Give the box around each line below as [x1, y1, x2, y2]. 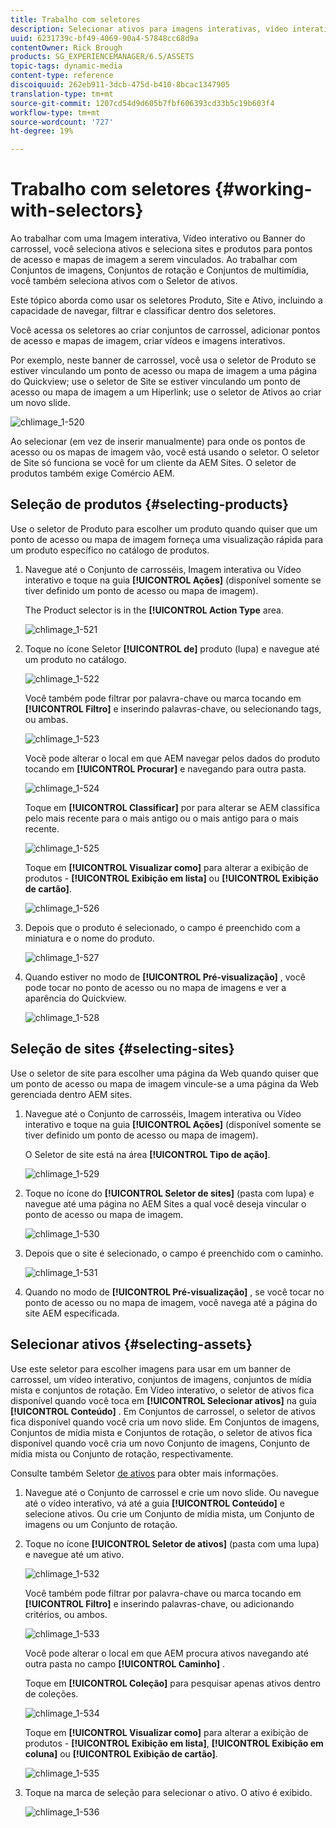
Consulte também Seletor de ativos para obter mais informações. [10, 1467, 279, 1479]
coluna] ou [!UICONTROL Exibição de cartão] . [24, 1747, 218, 1760]
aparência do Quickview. [24, 992, 127, 1004]
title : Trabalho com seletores [10, 14, 141, 25]
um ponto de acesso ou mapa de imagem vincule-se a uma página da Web [10, 1077, 319, 1090]
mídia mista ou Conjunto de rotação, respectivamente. [10, 1447, 234, 1460]
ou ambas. [24, 713, 69, 725]
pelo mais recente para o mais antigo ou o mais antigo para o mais [24, 812, 299, 824]
